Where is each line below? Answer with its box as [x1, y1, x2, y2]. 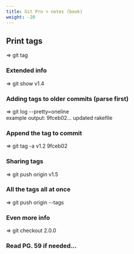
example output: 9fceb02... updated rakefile [6, 114, 113, 121]
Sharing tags [6, 157, 44, 165]
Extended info [6, 66, 47, 74]
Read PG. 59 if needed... [6, 242, 77, 250]
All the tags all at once [6, 185, 71, 194]
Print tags [6, 36, 43, 46]
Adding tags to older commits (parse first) [6, 95, 129, 103]
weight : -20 [6, 14, 35, 20]
